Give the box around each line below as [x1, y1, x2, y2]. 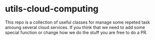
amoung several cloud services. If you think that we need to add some [5, 24, 145, 30]
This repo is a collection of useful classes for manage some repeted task [5, 19, 150, 25]
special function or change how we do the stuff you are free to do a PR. [5, 29, 148, 35]
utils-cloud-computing [5, 3, 99, 14]
